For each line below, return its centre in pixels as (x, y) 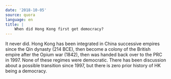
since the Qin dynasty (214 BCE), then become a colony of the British (78, 49)
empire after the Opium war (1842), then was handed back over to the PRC (84, 55)
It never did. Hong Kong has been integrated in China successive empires (82, 44)
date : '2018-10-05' (26, 10)
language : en (19, 19)
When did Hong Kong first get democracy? (59, 29)
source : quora (20, 15)
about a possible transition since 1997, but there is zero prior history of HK (83, 66)
